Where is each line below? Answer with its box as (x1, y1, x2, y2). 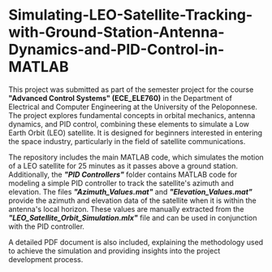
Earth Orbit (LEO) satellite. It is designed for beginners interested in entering (8, 128, 262, 138)
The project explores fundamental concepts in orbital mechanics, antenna (8, 110, 256, 120)
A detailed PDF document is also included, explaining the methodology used (8, 237, 264, 247)
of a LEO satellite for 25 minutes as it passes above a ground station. (8, 160, 238, 170)
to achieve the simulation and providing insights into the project (8, 246, 221, 256)
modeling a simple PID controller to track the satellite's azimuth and (8, 178, 234, 188)
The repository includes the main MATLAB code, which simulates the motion (8, 152, 264, 162)
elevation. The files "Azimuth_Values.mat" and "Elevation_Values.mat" (8, 186, 253, 196)
